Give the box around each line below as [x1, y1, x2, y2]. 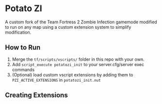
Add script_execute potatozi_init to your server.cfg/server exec [12, 61, 145, 67]
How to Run [5, 43, 41, 52]
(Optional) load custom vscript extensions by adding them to [12, 71, 133, 78]
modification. [5, 29, 32, 35]
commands [12, 67, 35, 72]
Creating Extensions [5, 91, 68, 100]
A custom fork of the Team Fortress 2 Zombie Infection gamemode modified [5, 19, 158, 25]
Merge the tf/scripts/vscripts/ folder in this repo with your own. [12, 56, 145, 62]
